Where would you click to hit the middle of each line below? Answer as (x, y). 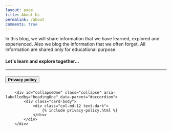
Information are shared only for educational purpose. (61, 49)
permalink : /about (25, 19)
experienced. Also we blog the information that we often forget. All (76, 44)
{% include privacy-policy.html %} (80, 111)
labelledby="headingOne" (32, 97)
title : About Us (23, 15)
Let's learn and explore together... (42, 61)
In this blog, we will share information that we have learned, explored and (82, 39)
